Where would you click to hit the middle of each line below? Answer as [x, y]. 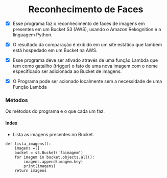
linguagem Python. [32, 35]
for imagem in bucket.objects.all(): [55, 157]
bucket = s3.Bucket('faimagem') [49, 152]
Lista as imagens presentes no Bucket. [53, 134]
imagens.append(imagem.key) [53, 162]
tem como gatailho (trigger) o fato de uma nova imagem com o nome [85, 66]
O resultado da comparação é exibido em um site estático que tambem [87, 45]
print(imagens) [40, 166]
